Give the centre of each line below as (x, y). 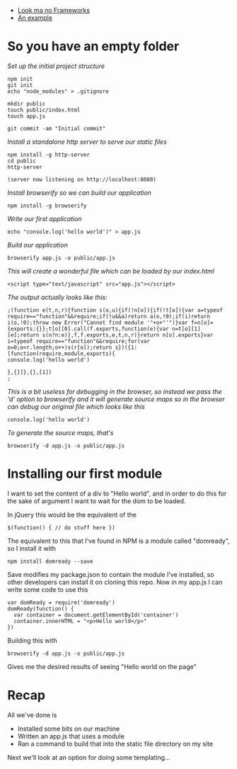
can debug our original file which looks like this (76, 406)
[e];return (23, 335)
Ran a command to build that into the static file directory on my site (115, 743)
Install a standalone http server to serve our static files (87, 142)
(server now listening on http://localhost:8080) (82, 179)
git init (20, 85)
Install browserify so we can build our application (80, 192)
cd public (22, 161)
